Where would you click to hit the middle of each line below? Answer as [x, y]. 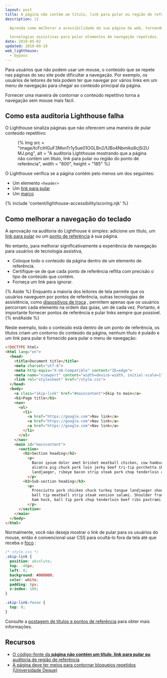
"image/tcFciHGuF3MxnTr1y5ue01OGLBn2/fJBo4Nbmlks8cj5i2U [83, 148]
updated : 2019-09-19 [27, 46]
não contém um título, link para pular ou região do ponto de [78, 159]
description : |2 [22, 19]
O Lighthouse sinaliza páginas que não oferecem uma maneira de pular [78, 128]
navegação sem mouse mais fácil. [40, 100]
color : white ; [24, 580]
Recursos [20, 642]
